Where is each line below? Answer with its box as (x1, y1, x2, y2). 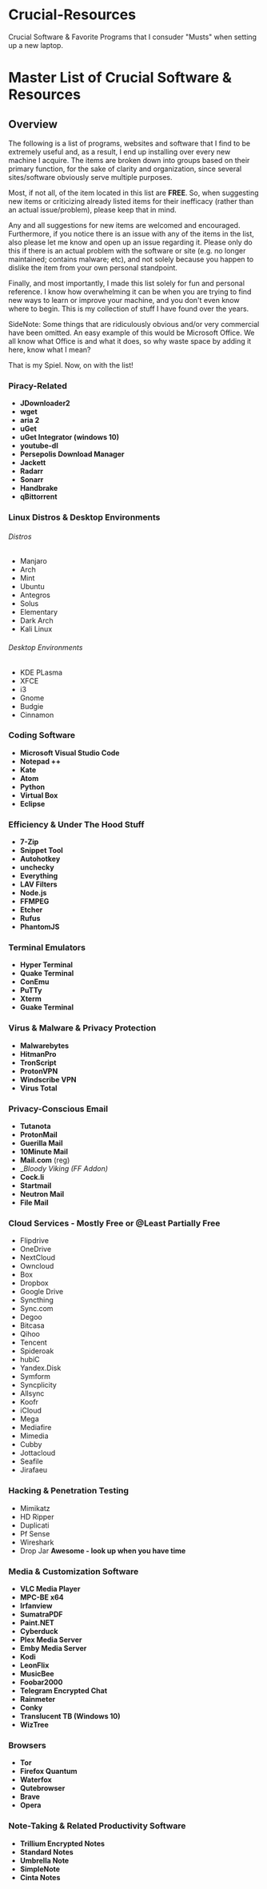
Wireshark (19, 1537, 54, 1547)
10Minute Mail (19, 1147, 68, 1157)
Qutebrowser (19, 1783, 66, 1793)
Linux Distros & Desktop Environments (8, 512, 161, 523)
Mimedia (19, 1431, 50, 1441)
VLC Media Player (19, 1584, 81, 1593)
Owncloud (19, 1261, 54, 1271)
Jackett (19, 458, 46, 468)
